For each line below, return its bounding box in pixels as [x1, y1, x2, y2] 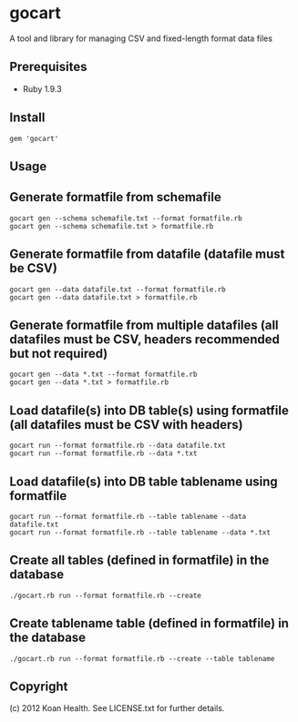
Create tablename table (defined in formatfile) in [9, 615, 290, 631]
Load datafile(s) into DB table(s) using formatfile [9, 402, 290, 418]
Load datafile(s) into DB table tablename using [9, 473, 278, 489]
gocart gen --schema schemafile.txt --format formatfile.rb [9, 213, 243, 223]
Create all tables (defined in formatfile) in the [9, 553, 270, 568]
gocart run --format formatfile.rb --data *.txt [9, 449, 198, 458]
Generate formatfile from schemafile [9, 189, 221, 205]
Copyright [9, 679, 68, 695]
